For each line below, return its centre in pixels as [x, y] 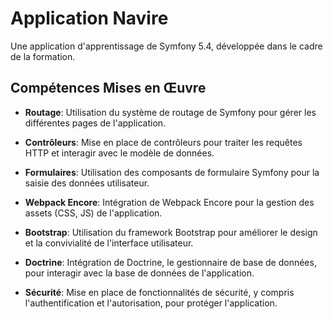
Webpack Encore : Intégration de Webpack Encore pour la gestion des [169, 202]
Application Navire [89, 18]
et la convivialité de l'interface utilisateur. [109, 243]
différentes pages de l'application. [95, 123]
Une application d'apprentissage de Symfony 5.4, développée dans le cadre [166, 46]
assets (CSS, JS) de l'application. [93, 213]
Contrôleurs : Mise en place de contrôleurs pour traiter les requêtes [163, 142]
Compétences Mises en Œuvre [108, 88]
